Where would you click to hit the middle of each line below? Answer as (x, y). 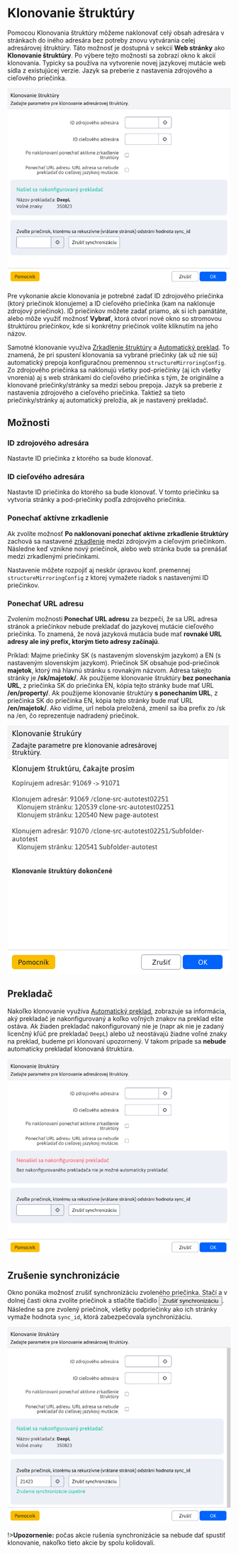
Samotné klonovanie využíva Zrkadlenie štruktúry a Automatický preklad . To (119, 348)
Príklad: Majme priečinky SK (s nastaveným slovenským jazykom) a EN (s (114, 655)
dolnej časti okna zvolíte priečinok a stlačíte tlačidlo (83, 1301)
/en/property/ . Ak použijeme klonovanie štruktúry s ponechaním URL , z (113, 693)
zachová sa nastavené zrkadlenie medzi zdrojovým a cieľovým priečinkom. (117, 541)
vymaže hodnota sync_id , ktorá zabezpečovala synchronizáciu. (100, 1317)
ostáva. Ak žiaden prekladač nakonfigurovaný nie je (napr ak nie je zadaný (116, 1026)
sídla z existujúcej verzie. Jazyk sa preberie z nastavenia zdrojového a (110, 70)
